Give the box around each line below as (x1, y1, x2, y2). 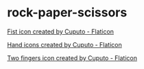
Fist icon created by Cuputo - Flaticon (7, 27, 115, 36)
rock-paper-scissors (7, 5, 128, 20)
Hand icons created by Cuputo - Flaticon (7, 40, 122, 49)
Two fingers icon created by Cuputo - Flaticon (7, 53, 137, 62)
